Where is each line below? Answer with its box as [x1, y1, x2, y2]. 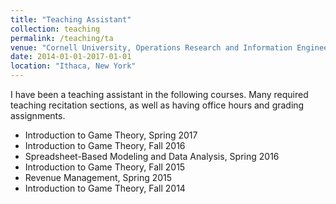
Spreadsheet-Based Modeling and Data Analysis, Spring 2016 [24, 151, 280, 162]
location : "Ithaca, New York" [10, 61, 137, 71]
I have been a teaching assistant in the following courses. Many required [10, 89, 309, 100]
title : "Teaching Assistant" [10, 14, 132, 25]
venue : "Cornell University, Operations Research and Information [10, 42, 293, 53]
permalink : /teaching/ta [10, 33, 114, 43]
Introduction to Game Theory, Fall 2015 [24, 161, 186, 173]
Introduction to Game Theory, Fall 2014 [24, 182, 186, 194]
